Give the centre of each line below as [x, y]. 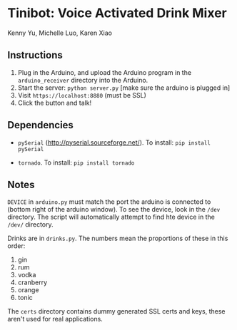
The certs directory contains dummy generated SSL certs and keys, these [116, 311]
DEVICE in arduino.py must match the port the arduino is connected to [109, 202]
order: [16, 246]
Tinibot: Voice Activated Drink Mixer [117, 13]
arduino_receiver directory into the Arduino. [83, 80]
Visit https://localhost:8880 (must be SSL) [82, 95]
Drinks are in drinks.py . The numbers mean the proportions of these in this [118, 238]
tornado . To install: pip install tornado [76, 163]
